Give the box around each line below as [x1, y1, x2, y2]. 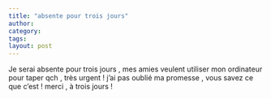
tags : [8, 34, 27, 43]
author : [8, 19, 35, 28]
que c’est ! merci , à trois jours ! [8, 82, 114, 92]
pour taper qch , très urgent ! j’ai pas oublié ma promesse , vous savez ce [8, 73, 254, 83]
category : [8, 27, 42, 35]
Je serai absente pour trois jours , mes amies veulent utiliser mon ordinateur [8, 64, 263, 74]
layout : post [8, 42, 53, 50]
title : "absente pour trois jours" [8, 11, 129, 20]
